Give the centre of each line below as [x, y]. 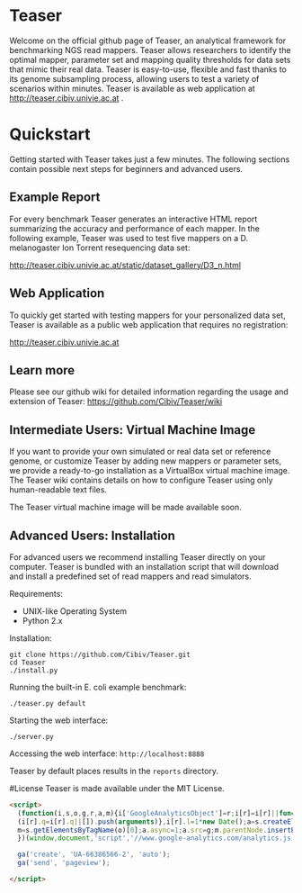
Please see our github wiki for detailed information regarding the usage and [149, 392]
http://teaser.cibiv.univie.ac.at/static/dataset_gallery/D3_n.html [125, 265]
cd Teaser [28, 663]
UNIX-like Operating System [75, 611]
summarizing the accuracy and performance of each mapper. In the [135, 228]
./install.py [34, 670]
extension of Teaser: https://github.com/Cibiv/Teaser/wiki [116, 401]
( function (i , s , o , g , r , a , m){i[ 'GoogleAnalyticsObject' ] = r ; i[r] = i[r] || [148, 813]
